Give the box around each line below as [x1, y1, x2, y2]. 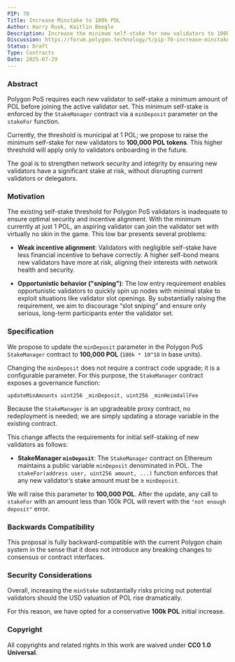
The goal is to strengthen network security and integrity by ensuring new [7, 159, 218, 168]
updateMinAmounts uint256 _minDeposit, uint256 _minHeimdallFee [7, 392, 199, 399]
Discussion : [7, 36, 42, 43]
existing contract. [7, 419, 58, 427]
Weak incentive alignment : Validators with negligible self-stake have [17, 243, 217, 252]
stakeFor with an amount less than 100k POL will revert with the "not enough [7, 497, 226, 505]
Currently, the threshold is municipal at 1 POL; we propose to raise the [7, 131, 208, 139]
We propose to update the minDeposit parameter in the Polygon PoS [7, 343, 203, 351]
